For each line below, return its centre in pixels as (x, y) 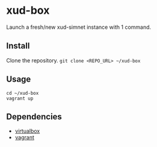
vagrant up (20, 98)
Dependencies (34, 117)
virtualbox (27, 131)
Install (18, 46)
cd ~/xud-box (23, 93)
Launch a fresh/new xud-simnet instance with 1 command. (79, 27)
